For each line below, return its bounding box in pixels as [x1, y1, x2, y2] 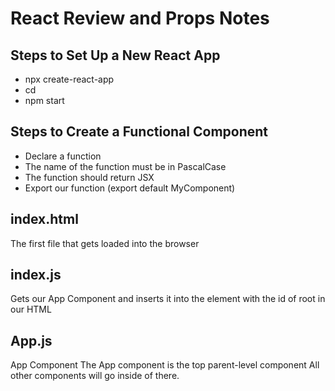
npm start [24, 95, 65, 106]
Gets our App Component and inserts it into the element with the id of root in [10, 293, 326, 305]
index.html [10, 211, 79, 228]
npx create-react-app [24, 73, 115, 85]
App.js [10, 332, 53, 349]
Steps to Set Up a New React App [10, 47, 221, 64]
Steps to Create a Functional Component [10, 123, 269, 141]
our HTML [10, 303, 52, 316]
